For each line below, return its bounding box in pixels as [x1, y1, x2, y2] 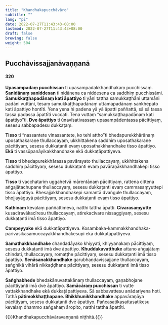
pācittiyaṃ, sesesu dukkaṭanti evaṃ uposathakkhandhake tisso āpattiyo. [5, 143, 156, 149]
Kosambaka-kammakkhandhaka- [81, 225, 151, 231]
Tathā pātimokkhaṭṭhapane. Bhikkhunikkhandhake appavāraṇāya [5, 294, 144, 300]
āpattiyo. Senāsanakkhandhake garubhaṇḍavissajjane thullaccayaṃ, [5, 257, 150, 263]
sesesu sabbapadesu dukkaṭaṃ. [5, 122, 73, 128]
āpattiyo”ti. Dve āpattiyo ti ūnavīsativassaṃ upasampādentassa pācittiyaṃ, [5, 117, 162, 123]
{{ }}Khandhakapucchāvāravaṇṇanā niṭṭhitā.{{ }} [5, 314, 103, 320]
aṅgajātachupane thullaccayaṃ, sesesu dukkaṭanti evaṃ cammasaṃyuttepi [5, 184, 163, 190]
